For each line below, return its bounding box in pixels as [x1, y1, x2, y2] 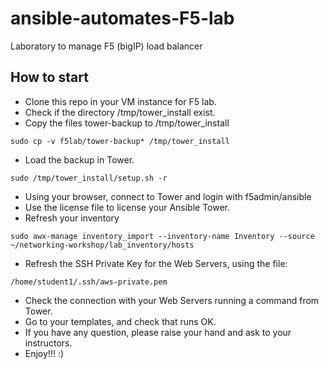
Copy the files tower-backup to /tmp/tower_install [24, 117, 230, 129]
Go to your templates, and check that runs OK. [24, 315, 217, 327]
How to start [10, 69, 89, 86]
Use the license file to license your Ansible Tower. [24, 201, 231, 213]
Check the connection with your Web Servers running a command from [24, 294, 320, 306]
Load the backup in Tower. [24, 153, 135, 166]
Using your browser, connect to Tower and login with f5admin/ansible [24, 190, 312, 202]
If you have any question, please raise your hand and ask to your [24, 326, 292, 338]
